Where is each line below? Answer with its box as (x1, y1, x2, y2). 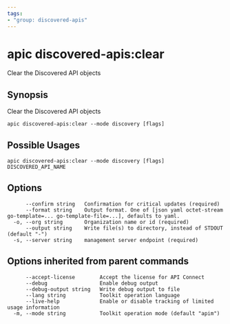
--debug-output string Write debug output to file (25, 285, 180, 293)
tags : (7, 10, 23, 17)
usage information (7, 304, 60, 311)
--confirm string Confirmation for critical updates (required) (25, 201, 220, 207)
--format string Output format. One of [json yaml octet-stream (25, 206, 224, 214)
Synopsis (7, 89, 48, 101)
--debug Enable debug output (25, 280, 158, 287)
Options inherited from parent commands (7, 256, 189, 267)
